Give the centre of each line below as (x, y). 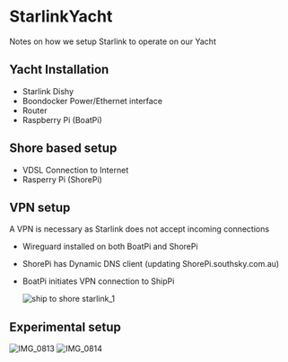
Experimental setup (65, 327)
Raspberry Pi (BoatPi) (62, 119)
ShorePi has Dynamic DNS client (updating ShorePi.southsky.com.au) (151, 264)
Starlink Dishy (48, 91)
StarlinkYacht (61, 17)
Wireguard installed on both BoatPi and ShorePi (110, 247)
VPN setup (40, 207)
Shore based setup (63, 149)
